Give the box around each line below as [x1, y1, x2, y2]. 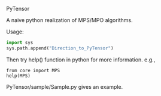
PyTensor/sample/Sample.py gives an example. [6, 83, 123, 90]
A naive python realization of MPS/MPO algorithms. [6, 17, 133, 23]
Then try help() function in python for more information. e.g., [6, 56, 156, 63]
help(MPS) [6, 73, 31, 79]
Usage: [6, 28, 24, 35]
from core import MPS [6, 67, 60, 73]
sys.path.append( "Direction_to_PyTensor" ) [6, 45, 114, 51]
